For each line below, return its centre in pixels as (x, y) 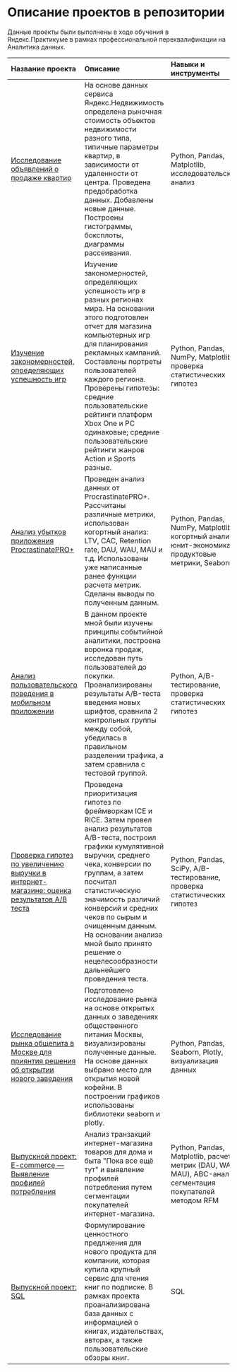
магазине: (28, 890)
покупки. (99, 675)
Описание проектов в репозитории (116, 12)
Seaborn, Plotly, (197, 1052)
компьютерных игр (117, 335)
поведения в (32, 693)
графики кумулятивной (124, 846)
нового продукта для (120, 1251)
